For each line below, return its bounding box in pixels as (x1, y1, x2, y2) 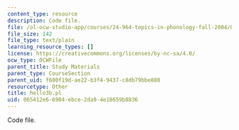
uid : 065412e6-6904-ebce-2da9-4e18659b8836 (7, 97, 139, 104)
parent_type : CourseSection (7, 70, 91, 77)
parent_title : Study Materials (7, 63, 100, 70)
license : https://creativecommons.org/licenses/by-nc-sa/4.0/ (7, 50, 196, 58)
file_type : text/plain (7, 37, 75, 44)
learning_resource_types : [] (7, 43, 94, 50)
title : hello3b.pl (7, 90, 62, 97)
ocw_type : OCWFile (7, 57, 62, 64)
